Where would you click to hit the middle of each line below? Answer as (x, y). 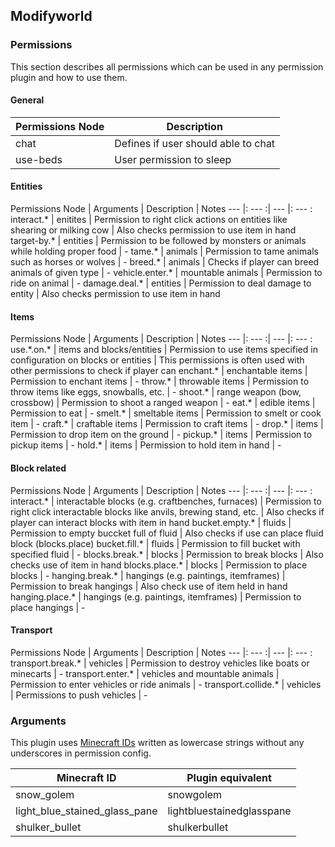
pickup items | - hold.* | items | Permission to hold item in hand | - (146, 445)
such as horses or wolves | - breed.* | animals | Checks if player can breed (165, 262)
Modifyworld (51, 16)
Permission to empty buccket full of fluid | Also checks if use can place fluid (167, 533)
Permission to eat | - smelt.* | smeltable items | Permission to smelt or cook (166, 413)
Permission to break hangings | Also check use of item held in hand (149, 586)
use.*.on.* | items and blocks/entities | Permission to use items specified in (164, 350)
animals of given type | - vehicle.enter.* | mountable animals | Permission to (166, 273)
